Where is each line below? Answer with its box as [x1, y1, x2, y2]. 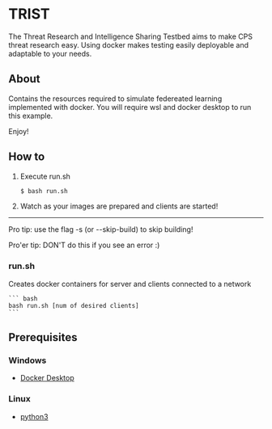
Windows [8, 355, 47, 366]
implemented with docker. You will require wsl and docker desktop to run [8, 102, 252, 111]
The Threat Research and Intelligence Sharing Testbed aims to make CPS [8, 32, 253, 41]
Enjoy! [8, 126, 30, 136]
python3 [19, 411, 49, 421]
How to [8, 150, 45, 164]
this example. [8, 111, 53, 120]
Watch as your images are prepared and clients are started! [19, 201, 219, 211]
